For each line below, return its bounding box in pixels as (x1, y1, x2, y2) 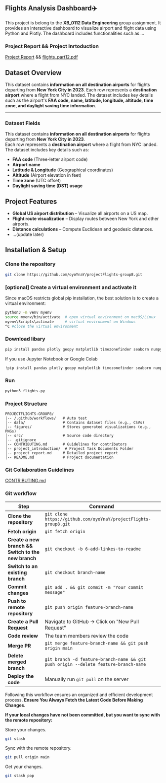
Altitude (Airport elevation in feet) (12, 172, 82, 178)
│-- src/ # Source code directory (5, 433, 114, 438)
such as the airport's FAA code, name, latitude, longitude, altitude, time (5, 97, 154, 103)
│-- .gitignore (5, 437, 37, 442)
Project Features (5, 197, 57, 206)
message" (44, 589, 65, 595)
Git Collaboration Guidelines (5, 466, 74, 473)
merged (7, 658, 26, 665)
